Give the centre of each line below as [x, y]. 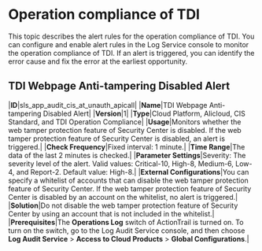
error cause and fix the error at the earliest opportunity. [98, 61]
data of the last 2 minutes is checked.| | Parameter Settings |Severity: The [127, 155]
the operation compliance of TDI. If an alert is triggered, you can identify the [131, 53]
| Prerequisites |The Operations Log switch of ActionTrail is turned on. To [126, 222]
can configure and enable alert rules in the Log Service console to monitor [129, 44]
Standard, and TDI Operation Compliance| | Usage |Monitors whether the [125, 122]
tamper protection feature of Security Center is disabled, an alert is [117, 138]
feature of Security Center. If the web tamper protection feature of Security [130, 188]
